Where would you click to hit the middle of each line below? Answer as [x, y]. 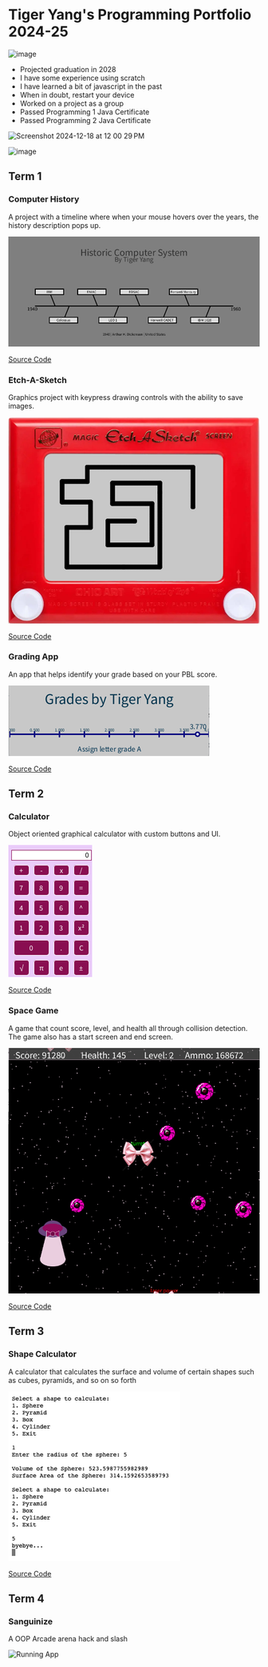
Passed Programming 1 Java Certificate [85, 112]
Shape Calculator [43, 1354]
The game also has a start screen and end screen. [91, 1037]
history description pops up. [55, 225]
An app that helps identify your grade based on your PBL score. [113, 674]
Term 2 [26, 794]
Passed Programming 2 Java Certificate [85, 120]
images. [21, 406]
